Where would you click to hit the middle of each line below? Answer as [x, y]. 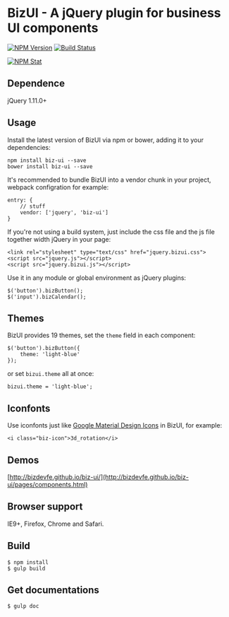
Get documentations [54, 590]
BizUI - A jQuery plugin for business [114, 13]
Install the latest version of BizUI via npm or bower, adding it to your [106, 140]
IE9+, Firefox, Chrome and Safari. [56, 524]
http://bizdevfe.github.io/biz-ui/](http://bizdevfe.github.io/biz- [99, 477]
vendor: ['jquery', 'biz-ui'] [64, 212]
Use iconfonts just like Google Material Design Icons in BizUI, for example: [115, 425]
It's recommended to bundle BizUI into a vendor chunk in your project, [109, 180]
